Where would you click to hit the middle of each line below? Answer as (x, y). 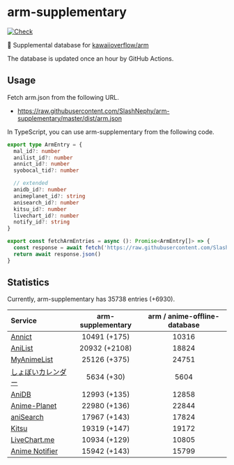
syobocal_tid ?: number (46, 171)
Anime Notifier (34, 451)
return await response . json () (57, 254)
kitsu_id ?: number (40, 209)
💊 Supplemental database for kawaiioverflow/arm (78, 45)
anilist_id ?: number (43, 158)
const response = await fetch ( (59, 248)
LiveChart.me (33, 440)
